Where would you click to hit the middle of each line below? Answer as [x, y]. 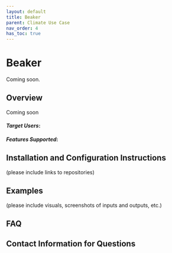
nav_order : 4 [22, 28]
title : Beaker [24, 17]
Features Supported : [32, 139]
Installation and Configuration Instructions [86, 158]
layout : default [26, 12]
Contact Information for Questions [71, 244]
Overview [25, 98]
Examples [25, 191]
